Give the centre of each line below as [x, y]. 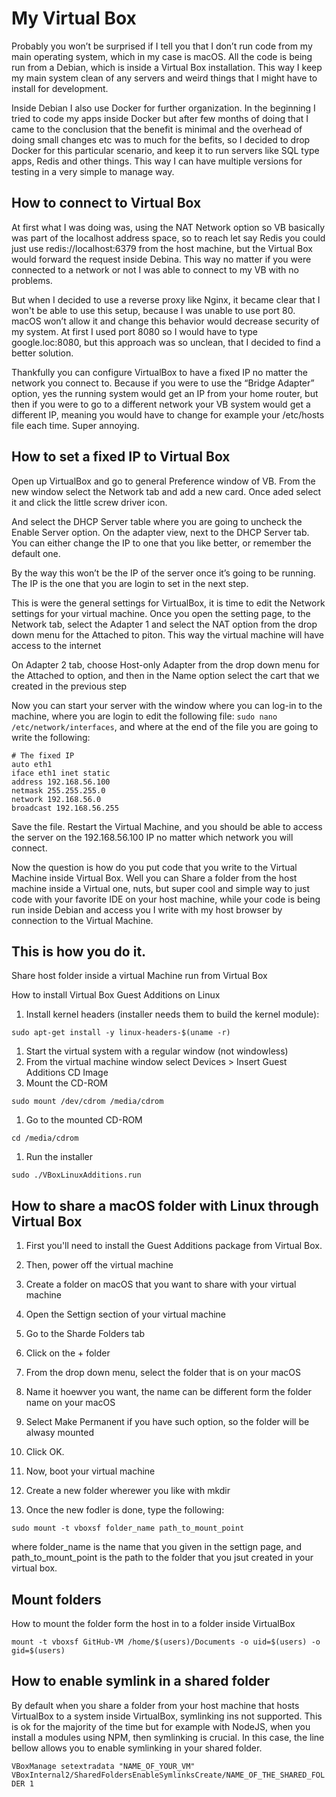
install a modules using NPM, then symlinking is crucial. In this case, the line [168, 1737]
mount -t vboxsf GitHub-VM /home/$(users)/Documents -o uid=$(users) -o [166, 1642]
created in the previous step [69, 686]
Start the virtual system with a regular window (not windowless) [157, 1051]
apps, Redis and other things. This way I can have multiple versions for [157, 161]
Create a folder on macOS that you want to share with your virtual [161, 1284]
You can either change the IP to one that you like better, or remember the [161, 543]
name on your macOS [70, 1403]
